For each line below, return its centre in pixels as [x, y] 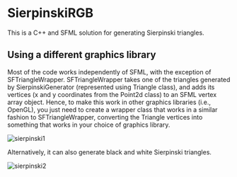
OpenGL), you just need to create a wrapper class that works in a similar [112, 109]
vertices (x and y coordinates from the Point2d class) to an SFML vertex [112, 94]
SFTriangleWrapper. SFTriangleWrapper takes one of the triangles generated [119, 79]
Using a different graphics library [82, 55]
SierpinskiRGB [51, 13]
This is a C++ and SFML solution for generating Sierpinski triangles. [106, 33]
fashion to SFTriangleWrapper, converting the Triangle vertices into [105, 117]
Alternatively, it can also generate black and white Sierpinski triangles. [110, 152]
